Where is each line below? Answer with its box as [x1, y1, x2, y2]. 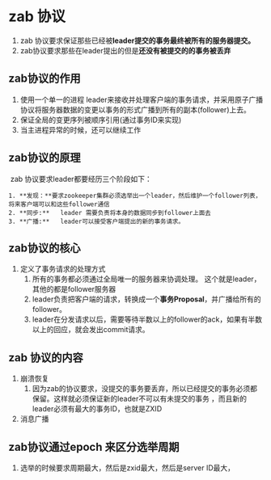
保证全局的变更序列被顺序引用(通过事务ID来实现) [19, 115, 182, 124]
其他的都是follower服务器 [32, 284, 116, 294]
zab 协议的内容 [8, 351, 83, 364]
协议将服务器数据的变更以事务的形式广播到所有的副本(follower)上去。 [19, 104, 251, 114]
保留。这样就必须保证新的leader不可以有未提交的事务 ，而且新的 [32, 394, 248, 404]
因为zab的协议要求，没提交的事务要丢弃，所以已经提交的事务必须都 [32, 384, 257, 394]
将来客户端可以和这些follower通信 [8, 200, 110, 208]
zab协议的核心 [8, 241, 81, 255]
